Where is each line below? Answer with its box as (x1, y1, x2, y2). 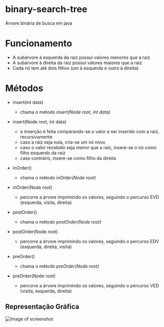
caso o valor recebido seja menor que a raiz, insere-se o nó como (20, 144, 157, 150)
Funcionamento (5, 38, 72, 49)
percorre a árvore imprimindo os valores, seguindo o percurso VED (20, 282, 159, 288)
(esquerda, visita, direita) (20, 199, 72, 205)
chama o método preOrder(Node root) (20, 263, 99, 269)
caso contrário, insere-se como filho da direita (20, 155, 117, 161)
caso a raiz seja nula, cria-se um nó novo (20, 139, 106, 145)
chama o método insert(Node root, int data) (20, 109, 111, 115)
